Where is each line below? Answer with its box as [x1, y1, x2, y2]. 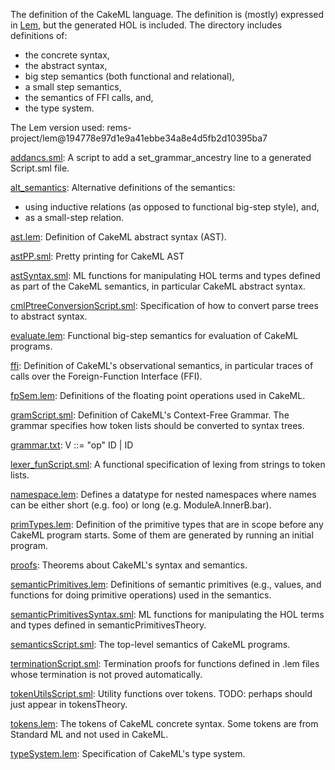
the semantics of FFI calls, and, [24, 92, 154, 103]
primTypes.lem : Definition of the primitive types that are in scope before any [10, 519, 324, 530]
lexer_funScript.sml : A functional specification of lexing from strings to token [10, 459, 326, 470]
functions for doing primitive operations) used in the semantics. [10, 589, 272, 601]
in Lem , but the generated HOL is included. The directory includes [10, 19, 283, 31]
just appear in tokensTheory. [10, 699, 128, 710]
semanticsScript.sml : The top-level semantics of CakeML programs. [10, 639, 291, 650]
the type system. [24, 102, 95, 114]
